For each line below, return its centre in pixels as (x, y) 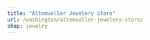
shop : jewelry (28, 26)
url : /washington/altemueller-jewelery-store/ (75, 20)
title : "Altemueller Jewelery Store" (62, 13)
